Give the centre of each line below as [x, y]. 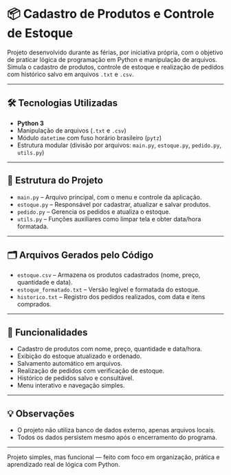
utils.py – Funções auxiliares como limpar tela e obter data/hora [109, 219]
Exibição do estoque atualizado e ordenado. [79, 356]
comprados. [34, 305]
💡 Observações [41, 413]
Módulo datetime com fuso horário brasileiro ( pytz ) [89, 137]
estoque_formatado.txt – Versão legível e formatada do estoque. [108, 289]
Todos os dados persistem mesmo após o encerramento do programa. [117, 437]
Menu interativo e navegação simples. [71, 386]
